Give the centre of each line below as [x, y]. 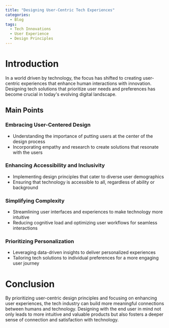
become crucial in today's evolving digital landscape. [61, 94]
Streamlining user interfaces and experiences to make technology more [88, 212]
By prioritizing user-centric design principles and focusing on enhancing [81, 298]
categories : [18, 15]
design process [29, 142]
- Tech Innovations [31, 29]
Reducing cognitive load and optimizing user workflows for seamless [85, 223]
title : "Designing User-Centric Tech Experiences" [60, 10]
